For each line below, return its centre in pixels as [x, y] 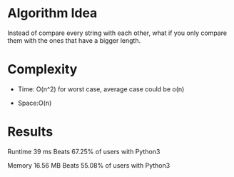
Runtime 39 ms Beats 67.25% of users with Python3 [84, 151]
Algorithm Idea [52, 13]
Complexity [42, 70]
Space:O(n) [35, 103]
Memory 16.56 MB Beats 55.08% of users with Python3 [89, 165]
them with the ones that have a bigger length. [74, 40]
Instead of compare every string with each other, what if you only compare [117, 33]
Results [30, 132]
